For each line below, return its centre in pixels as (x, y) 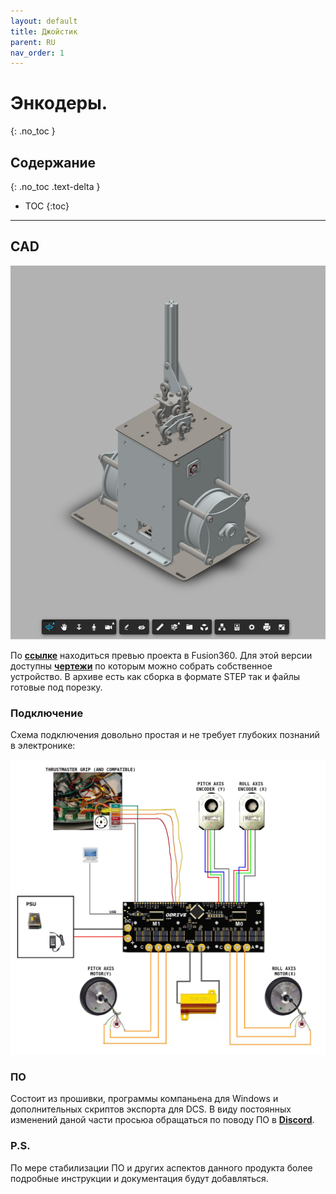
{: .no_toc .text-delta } (55, 186)
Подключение (47, 713)
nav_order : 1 (37, 53)
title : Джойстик (44, 31)
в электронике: (43, 746)
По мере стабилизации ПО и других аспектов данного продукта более (161, 1167)
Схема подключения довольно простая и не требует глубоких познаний (165, 735)
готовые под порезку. (56, 687)
